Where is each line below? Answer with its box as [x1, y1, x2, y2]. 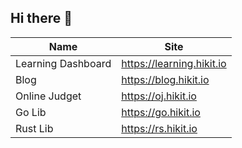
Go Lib [15, 105, 47, 119]
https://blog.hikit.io [121, 72, 210, 86]
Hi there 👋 [10, 10, 73, 27]
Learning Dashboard [15, 56, 112, 70]
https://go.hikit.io [121, 105, 201, 119]
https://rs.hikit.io [121, 121, 198, 135]
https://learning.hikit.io [121, 56, 227, 70]
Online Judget [15, 89, 82, 103]
